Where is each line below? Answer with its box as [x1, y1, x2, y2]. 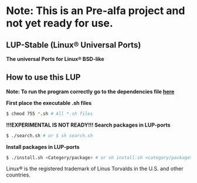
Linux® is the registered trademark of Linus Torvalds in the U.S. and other [6, 165, 184, 172]
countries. [6, 171, 30, 178]
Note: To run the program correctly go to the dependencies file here [6, 88, 175, 95]
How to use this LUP [6, 72, 81, 83]
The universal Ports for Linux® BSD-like [6, 56, 104, 62]
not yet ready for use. [6, 16, 113, 30]
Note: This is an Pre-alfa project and [6, 4, 185, 18]
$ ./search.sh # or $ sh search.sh [6, 133, 93, 138]
